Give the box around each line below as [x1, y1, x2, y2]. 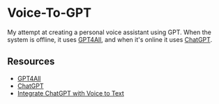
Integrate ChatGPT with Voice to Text [17, 89, 124, 97]
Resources [7, 56, 55, 68]
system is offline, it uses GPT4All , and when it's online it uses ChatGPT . [7, 35, 213, 43]
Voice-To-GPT [7, 5, 92, 21]
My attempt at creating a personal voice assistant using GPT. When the [7, 28, 211, 36]
